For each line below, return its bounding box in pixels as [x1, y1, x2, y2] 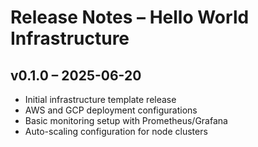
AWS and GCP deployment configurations [24, 104, 198, 116]
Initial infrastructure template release [24, 94, 177, 105]
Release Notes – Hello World [10, 6, 250, 29]
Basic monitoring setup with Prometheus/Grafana [24, 115, 228, 126]
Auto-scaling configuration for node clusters [24, 126, 208, 137]
